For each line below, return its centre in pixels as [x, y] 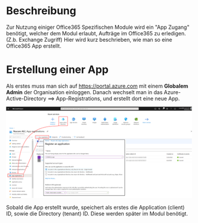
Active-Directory [26, 98]
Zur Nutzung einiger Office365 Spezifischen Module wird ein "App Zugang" [98, 27]
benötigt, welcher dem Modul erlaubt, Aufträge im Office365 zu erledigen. [96, 33]
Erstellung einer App [57, 70]
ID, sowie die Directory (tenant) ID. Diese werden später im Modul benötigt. [97, 214]
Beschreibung [41, 11]
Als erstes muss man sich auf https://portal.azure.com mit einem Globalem [97, 86]
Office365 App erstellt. [34, 46]
